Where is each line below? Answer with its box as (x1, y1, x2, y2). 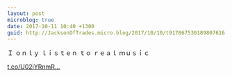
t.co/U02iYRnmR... (7, 63, 60, 71)
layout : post (7, 10, 45, 17)
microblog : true (7, 16, 54, 23)
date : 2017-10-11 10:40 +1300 (7, 23, 95, 30)
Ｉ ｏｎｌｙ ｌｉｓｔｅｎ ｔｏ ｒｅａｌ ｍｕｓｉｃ (7, 49, 150, 57)
